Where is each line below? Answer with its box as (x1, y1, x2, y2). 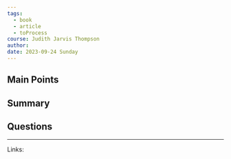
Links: (7, 145, 24, 153)
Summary (7, 97, 50, 109)
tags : (7, 10, 23, 17)
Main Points (7, 74, 59, 86)
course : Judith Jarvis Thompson (7, 36, 100, 43)
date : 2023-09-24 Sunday (7, 49, 78, 56)
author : (7, 42, 30, 49)
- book (13, 17, 32, 23)
